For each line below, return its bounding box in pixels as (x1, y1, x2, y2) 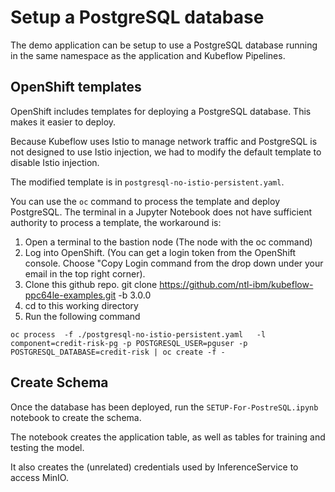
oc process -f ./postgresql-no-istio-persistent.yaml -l (10, 329, 267, 340)
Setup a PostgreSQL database (10, 6, 265, 29)
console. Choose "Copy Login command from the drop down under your (24, 257, 324, 269)
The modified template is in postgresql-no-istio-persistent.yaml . (10, 176, 285, 188)
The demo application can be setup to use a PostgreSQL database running (10, 39, 318, 51)
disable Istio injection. (10, 156, 100, 168)
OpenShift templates (10, 79, 142, 96)
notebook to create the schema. (10, 411, 142, 423)
